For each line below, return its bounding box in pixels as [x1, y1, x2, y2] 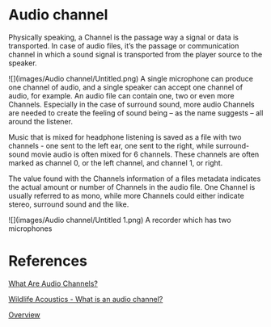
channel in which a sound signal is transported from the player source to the [8, 49, 263, 59]
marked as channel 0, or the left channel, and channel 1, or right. [8, 157, 223, 167]
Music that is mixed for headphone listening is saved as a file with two [8, 132, 242, 142]
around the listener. [8, 116, 73, 126]
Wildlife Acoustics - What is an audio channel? [8, 294, 163, 304]
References [8, 252, 87, 270]
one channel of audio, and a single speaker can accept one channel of [8, 82, 243, 92]
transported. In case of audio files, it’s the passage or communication [8, 40, 239, 50]
